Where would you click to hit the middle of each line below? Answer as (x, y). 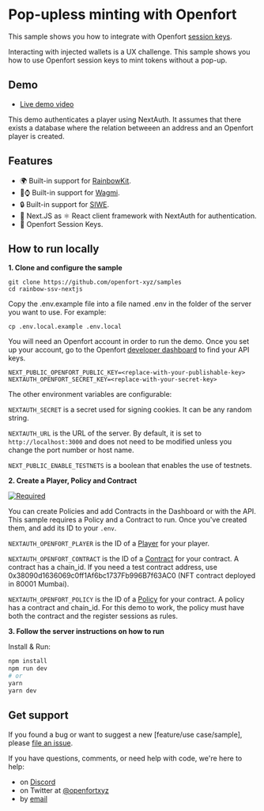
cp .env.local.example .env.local (65, 327)
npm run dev (28, 669)
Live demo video (47, 104)
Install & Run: (30, 647)
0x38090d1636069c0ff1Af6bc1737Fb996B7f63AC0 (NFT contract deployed (132, 575)
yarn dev (23, 690)
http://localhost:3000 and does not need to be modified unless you (120, 442)
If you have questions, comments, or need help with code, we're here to (125, 758)
